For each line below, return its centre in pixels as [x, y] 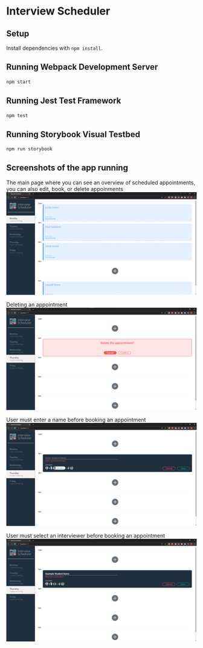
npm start [19, 82]
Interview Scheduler [58, 11]
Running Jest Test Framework [64, 101]
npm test [17, 115]
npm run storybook [29, 149]
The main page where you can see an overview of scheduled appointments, [101, 182]
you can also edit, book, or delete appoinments [65, 189]
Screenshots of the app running [67, 168]
